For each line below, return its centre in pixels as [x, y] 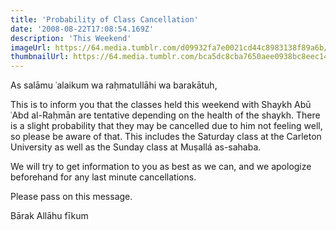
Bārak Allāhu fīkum [49, 216]
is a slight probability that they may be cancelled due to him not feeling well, [166, 126]
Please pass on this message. [71, 197]
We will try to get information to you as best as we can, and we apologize [161, 167]
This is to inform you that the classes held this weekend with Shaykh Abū [161, 105]
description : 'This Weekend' [71, 38]
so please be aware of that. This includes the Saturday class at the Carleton [166, 137]
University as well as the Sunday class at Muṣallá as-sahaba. [136, 147]
